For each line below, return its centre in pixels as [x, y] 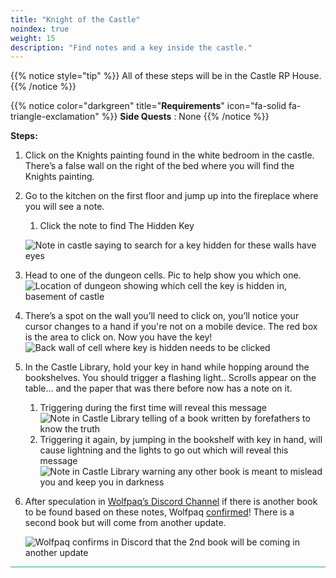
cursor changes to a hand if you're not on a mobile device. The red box [171, 327]
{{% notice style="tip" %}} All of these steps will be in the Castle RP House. [166, 76]
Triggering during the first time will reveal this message [153, 408]
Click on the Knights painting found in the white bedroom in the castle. [169, 155]
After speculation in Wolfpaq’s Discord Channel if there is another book [171, 502]
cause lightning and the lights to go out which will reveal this [164, 450]
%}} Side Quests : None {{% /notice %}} [185, 117]
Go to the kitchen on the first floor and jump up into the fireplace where [171, 196]
